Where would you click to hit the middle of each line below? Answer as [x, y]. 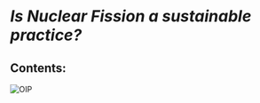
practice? [46, 35]
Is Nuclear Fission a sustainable [131, 16]
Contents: [38, 68]
